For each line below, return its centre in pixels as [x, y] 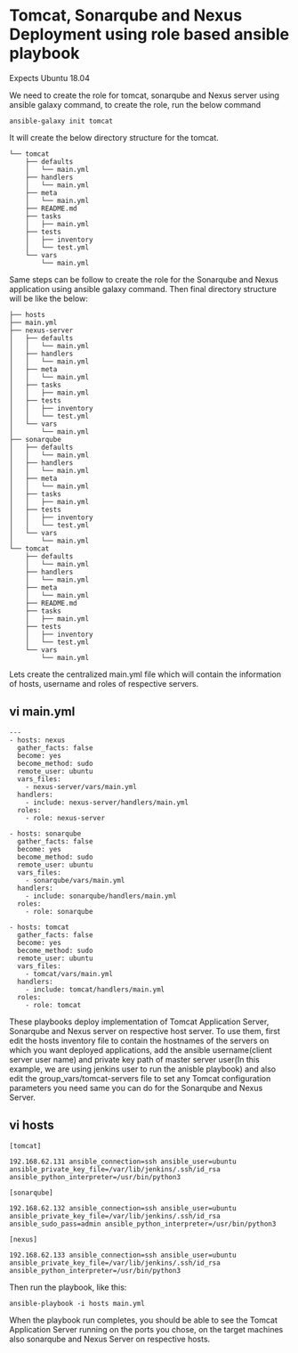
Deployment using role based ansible [149, 34]
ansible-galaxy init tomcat [61, 121]
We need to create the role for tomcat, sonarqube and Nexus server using [145, 95]
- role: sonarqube [59, 911]
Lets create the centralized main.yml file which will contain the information [145, 674]
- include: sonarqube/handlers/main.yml [101, 896]
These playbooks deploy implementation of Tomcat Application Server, [139, 1022]
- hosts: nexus [37, 740]
